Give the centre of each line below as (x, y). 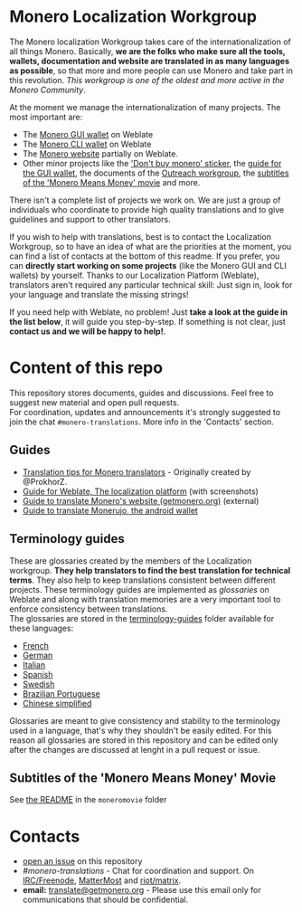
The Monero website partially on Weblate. (100, 153)
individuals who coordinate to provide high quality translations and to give (147, 209)
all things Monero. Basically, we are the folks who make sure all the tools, (147, 51)
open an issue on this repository (82, 861)
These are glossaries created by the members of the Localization (131, 560)
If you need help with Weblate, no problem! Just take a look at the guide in (149, 312)
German (38, 655)
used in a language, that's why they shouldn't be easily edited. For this (141, 730)
